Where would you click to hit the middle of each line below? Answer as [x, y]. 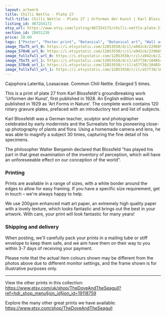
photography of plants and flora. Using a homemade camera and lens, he [86, 129]
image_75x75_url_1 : [25, 60]
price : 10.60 [19, 38]
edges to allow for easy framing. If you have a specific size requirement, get [83, 189]
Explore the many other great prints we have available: [61, 303]
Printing [15, 172]
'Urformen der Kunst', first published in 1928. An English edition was [74, 99]
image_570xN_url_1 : [25, 65]
